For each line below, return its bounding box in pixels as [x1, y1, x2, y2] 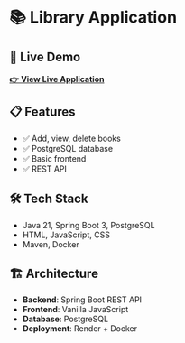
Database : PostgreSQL [22, 313, 109, 325]
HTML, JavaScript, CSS [22, 229, 111, 240]
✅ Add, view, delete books [22, 133, 122, 144]
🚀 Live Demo [9, 49, 81, 64]
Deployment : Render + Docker [22, 323, 138, 334]
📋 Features [9, 105, 76, 120]
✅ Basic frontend [22, 153, 87, 163]
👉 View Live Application [9, 74, 105, 84]
